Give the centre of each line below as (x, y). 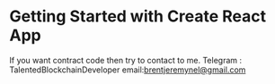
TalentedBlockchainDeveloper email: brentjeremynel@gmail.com (128, 70)
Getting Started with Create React (138, 17)
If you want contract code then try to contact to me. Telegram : (126, 60)
